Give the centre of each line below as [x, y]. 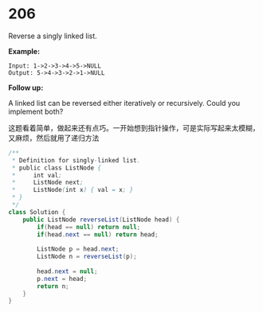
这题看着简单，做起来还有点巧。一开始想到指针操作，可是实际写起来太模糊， [134, 127]
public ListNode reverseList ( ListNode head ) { [101, 220]
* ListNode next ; [47, 183]
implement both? [36, 111]
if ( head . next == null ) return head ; [98, 234]
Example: [24, 51]
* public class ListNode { [57, 168]
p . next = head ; [62, 279]
